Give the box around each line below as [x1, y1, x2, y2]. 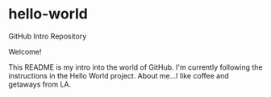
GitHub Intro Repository [8, 31, 87, 41]
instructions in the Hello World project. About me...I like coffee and [8, 71, 230, 80]
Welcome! [8, 46, 42, 56]
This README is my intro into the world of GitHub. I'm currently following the [8, 62, 263, 72]
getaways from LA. [8, 79, 71, 89]
